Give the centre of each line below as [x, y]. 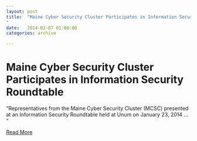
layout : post [22, 11]
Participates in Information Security [95, 80]
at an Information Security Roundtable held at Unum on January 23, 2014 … [97, 115]
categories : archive [31, 33]
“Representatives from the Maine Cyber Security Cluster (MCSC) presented [97, 108]
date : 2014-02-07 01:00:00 [42, 28]
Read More [19, 132]
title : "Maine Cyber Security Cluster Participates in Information [91, 17]
